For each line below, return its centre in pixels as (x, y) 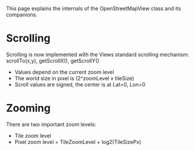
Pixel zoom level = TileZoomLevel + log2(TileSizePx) (78, 142)
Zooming (28, 108)
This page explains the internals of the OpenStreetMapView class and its (94, 8)
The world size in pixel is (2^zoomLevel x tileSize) (74, 78)
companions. (22, 15)
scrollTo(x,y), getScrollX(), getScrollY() (53, 60)
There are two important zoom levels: (51, 124)
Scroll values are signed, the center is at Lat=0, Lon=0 (80, 84)
